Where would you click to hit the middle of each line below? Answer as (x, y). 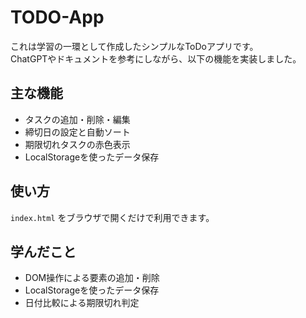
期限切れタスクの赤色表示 (77, 144)
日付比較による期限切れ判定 (82, 303)
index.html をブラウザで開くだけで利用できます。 (112, 217)
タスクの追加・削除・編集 (77, 119)
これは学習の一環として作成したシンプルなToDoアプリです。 (134, 46)
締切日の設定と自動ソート (77, 132)
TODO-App (57, 17)
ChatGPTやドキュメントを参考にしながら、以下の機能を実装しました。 (156, 58)
